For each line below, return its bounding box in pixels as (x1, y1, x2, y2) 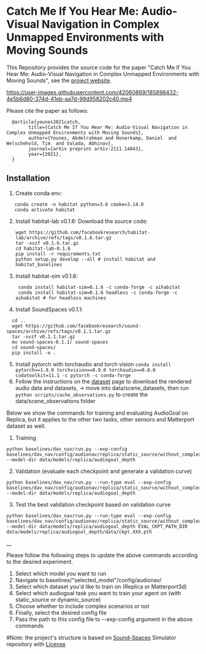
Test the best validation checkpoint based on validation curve (15, 501, 171, 508)
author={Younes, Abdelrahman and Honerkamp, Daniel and (28, 135, 177, 141)
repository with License (6, 640, 66, 648)
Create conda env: (15, 189, 63, 197)
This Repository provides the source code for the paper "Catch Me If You (6, 63, 191, 71)
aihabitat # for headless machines (15, 294, 107, 301)
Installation (6, 173, 50, 183)
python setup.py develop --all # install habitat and (15, 256, 156, 262)
